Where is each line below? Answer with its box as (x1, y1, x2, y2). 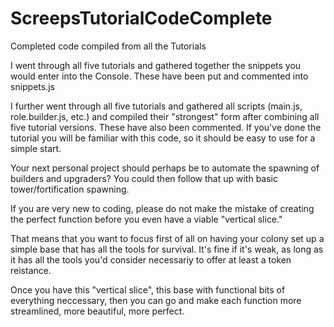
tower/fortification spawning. (10, 183, 130, 195)
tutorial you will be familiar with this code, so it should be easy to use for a (10, 132, 316, 144)
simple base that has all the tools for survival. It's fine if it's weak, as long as (10, 243, 324, 255)
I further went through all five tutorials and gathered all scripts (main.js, (10, 100, 303, 112)
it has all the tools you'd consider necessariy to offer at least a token (10, 253, 292, 266)
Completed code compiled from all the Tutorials (10, 40, 207, 52)
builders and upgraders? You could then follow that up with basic (10, 172, 279, 184)
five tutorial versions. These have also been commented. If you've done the (10, 121, 322, 133)
